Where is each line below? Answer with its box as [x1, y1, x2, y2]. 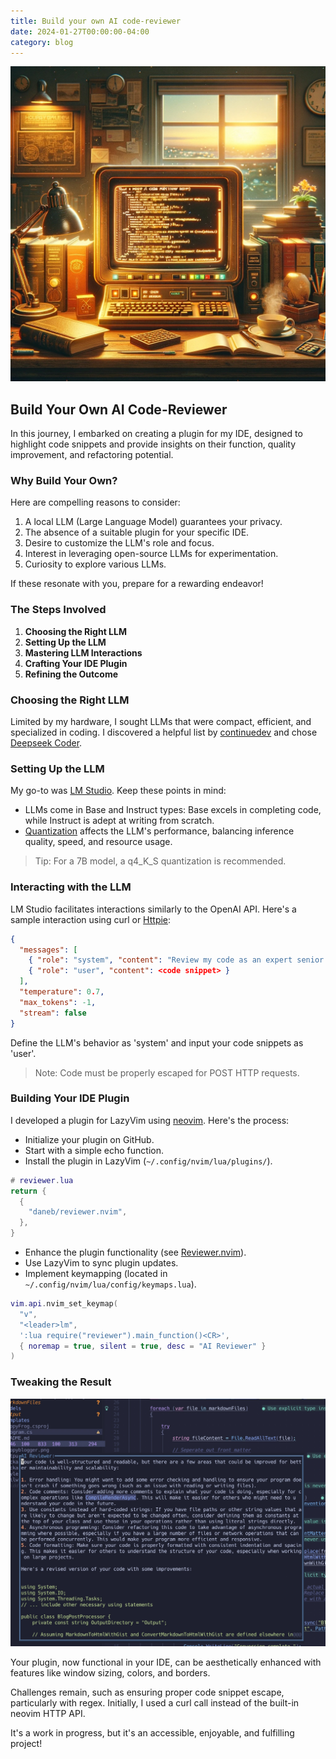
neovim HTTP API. [10, 1707, 86, 1719]
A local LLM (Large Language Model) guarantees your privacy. [24, 516, 283, 528]
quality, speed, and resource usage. [24, 836, 173, 848]
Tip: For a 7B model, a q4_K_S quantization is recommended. [34, 855, 287, 867]
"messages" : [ [19, 945, 78, 955]
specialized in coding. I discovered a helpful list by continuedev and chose [10, 726, 318, 739]
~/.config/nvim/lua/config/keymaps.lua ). [24, 1278, 197, 1290]
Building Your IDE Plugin [10, 1091, 130, 1105]
